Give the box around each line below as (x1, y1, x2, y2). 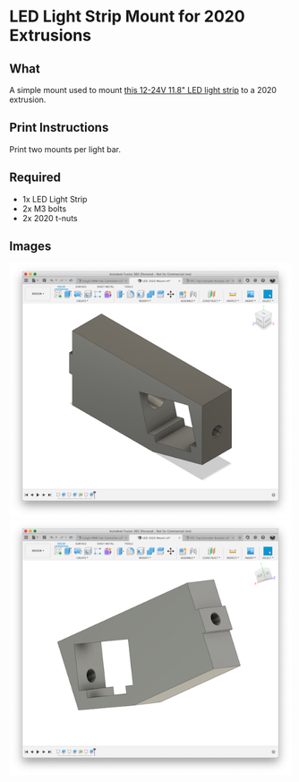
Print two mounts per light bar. (9, 143, 121, 154)
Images (9, 239, 52, 254)
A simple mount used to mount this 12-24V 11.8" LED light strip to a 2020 (9, 85, 278, 95)
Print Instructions (9, 120, 109, 135)
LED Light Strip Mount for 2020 (9, 6, 245, 27)
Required (9, 170, 61, 185)
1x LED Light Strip (21, 193, 88, 204)
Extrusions (9, 25, 92, 46)
